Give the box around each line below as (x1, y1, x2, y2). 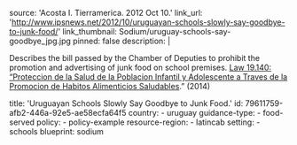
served (9, 117, 35, 127)
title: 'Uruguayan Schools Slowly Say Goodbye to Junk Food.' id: (9, 98, 244, 109)
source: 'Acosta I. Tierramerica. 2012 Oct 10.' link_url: (9, 8, 203, 18)
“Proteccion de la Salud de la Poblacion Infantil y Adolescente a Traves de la (9, 72, 288, 82)
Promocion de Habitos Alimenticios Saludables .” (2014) (9, 81, 211, 91)
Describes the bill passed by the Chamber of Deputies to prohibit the (9, 53, 260, 63)
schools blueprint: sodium (9, 126, 105, 136)
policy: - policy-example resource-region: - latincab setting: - (36, 117, 261, 127)
